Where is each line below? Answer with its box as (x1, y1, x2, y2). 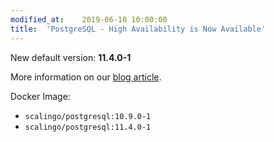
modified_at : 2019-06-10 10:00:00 (10, 14, 168, 25)
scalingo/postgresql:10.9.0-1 (24, 111, 152, 121)
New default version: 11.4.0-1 (10, 51, 132, 63)
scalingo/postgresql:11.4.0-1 (24, 122, 152, 132)
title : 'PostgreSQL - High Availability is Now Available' (10, 24, 267, 34)
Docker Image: (10, 90, 71, 102)
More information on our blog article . (10, 71, 162, 83)
